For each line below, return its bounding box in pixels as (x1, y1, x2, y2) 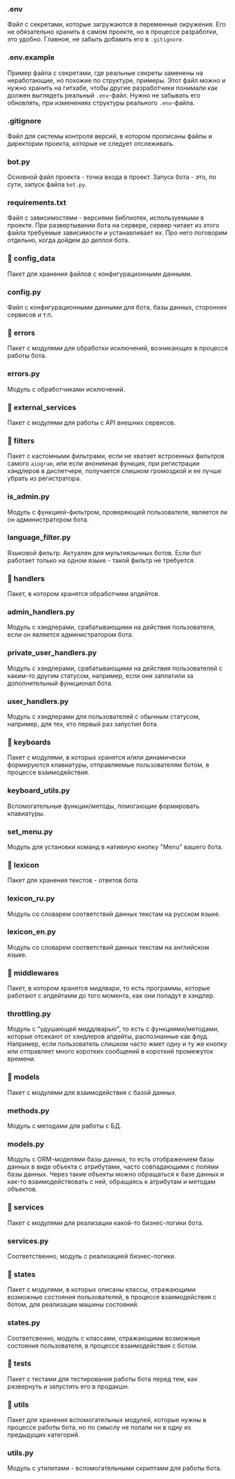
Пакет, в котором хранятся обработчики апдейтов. (7, 590, 160, 598)
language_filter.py (7, 533, 72, 543)
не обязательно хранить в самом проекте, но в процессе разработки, (7, 27, 219, 36)
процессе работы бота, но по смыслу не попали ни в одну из (7, 1423, 192, 1432)
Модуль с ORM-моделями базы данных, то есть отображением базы (7, 1155, 215, 1164)
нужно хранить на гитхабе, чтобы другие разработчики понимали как (7, 84, 218, 92)
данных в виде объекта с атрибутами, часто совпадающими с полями (7, 1162, 219, 1171)
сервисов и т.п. (7, 310, 53, 319)
